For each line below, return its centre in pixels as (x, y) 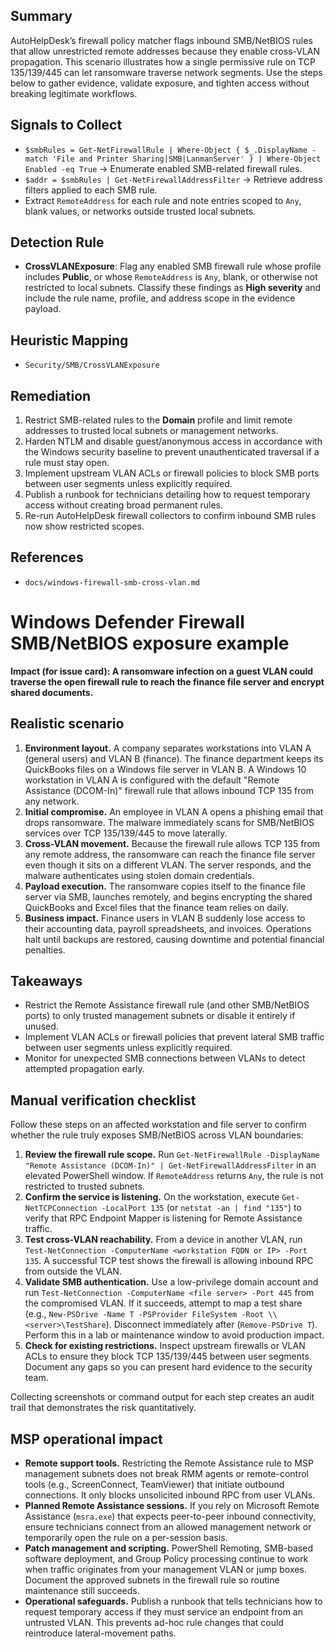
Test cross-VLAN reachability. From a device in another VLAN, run (163, 1240)
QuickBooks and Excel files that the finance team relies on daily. (156, 907)
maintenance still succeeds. (82, 1591)
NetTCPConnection (61, 1209)
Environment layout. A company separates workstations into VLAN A (168, 748)
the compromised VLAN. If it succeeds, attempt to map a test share (163, 1303)
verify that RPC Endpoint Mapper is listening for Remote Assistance (163, 1218)
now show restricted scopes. (84, 526)
